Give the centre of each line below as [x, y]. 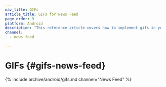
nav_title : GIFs [22, 10]
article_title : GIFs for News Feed [42, 14]
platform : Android [24, 23]
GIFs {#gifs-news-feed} [56, 66]
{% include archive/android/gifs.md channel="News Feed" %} [68, 79]
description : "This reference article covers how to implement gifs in [80, 28]
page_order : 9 [20, 19]
